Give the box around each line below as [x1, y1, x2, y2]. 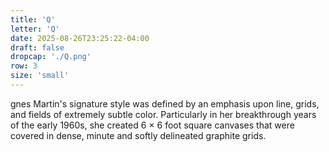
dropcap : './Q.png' [10, 52, 92, 62]
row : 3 [10, 61, 38, 71]
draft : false [10, 42, 65, 53]
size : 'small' [10, 71, 70, 81]
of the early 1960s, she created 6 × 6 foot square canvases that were [10, 119, 295, 131]
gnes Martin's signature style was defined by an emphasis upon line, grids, [10, 97, 320, 110]
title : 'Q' [10, 14, 56, 25]
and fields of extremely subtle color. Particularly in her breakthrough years [10, 108, 317, 120]
